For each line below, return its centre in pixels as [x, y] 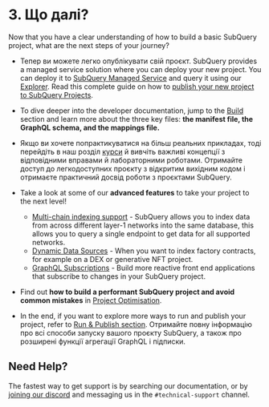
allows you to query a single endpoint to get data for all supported [141, 233]
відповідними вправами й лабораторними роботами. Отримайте [131, 160]
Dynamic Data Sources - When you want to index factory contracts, [144, 251]
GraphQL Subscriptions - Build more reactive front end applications [143, 268]
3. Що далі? [49, 15]
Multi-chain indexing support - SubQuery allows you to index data [141, 216]
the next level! [43, 201]
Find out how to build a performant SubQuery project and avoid [127, 292]
